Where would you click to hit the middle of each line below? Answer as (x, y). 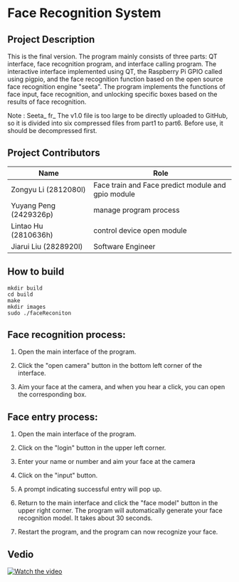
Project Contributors (54, 153)
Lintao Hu (27, 226)
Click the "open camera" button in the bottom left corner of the (110, 366)
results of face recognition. (47, 102)
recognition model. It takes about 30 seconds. (85, 518)
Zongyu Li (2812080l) (48, 189)
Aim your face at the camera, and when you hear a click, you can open (121, 387)
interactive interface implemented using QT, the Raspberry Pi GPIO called (115, 72)
